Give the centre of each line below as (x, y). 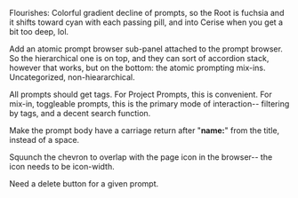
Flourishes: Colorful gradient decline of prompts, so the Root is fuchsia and (147, 13)
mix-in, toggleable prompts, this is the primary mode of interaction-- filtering (149, 104)
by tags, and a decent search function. (80, 113)
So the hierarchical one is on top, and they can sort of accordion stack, (139, 58)
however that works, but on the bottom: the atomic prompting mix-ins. (137, 67)
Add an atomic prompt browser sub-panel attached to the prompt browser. (146, 49)
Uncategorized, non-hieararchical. (72, 77)
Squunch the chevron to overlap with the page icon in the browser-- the (141, 157)
